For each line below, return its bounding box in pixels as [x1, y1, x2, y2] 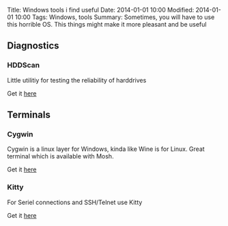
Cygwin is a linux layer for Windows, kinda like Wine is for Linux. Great [7, 145, 205, 153]
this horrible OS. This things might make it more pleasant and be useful [7, 20, 207, 28]
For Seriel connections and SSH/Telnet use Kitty [7, 198, 143, 206]
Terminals [7, 109, 51, 121]
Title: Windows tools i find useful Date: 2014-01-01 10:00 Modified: [7, 6, 195, 14]
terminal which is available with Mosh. [7, 152, 114, 160]
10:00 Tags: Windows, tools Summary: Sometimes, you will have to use [14, 13, 215, 21]
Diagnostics [7, 40, 59, 52]
